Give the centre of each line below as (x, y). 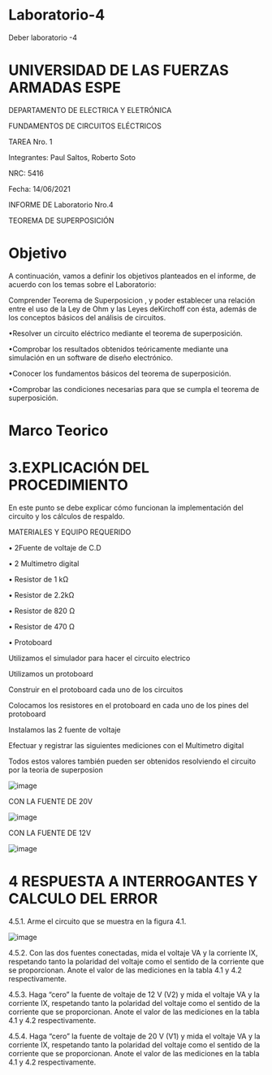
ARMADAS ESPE (65, 88)
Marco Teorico (58, 431)
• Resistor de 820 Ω (42, 611)
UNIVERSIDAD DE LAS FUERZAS (119, 70)
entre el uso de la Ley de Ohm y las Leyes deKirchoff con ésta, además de (133, 309)
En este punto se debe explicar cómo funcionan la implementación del (126, 507)
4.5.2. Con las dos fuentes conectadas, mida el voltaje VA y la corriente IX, (133, 952)
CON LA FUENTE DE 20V (51, 801)
